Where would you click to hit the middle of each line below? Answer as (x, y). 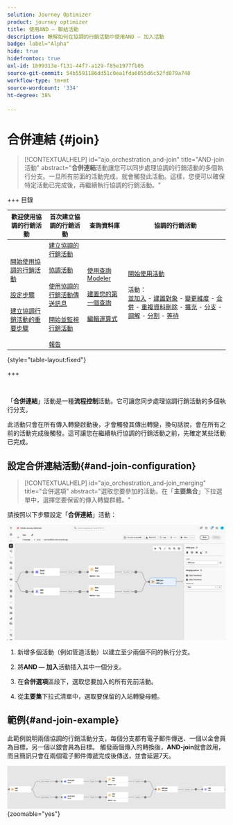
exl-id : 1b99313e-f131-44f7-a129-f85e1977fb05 (76, 66)
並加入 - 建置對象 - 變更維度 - (171, 298)
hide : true (23, 51)
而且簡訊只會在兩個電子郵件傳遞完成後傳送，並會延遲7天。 (91, 756)
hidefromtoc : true (34, 59)
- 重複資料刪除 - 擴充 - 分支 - (179, 307)
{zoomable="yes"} (34, 814)
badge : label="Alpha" (38, 44)
